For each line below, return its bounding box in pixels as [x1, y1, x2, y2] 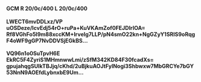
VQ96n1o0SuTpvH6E [6, 50, 60, 57]
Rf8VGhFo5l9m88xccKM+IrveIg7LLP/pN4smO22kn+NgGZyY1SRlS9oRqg [6, 31, 196, 38]
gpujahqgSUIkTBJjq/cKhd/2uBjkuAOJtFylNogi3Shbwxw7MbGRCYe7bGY [6, 63, 194, 70]
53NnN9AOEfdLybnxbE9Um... [6, 69, 84, 76]
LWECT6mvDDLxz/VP [6, 18, 63, 25]
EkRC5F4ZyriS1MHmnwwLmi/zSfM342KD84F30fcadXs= [6, 56, 154, 63]
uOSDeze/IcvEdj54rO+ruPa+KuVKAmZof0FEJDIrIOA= [6, 25, 146, 32]
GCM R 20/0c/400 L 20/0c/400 [6, 5, 88, 12]
